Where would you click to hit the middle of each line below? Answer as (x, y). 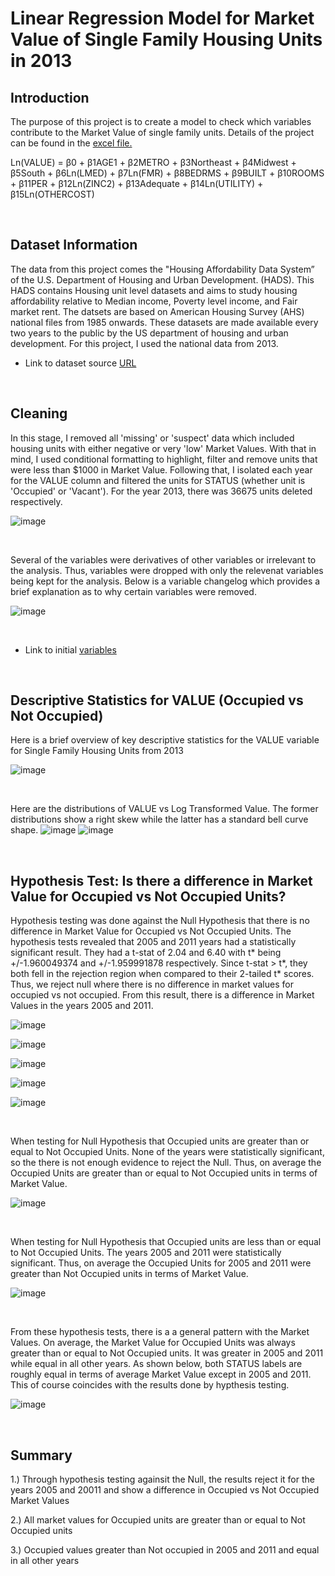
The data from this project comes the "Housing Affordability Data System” (162, 269)
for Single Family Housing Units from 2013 (97, 751)
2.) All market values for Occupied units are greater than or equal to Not (158, 1520)
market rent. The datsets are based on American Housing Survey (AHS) (157, 311)
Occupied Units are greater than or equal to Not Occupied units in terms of (164, 1173)
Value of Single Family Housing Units (166, 39)
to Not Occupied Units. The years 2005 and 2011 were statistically (146, 1253)
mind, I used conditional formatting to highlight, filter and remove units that (164, 459)
